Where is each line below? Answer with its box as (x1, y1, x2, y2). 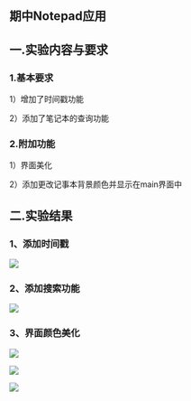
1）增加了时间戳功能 (9, 94, 84, 105)
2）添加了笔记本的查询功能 (9, 113, 110, 124)
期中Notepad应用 (9, 8, 106, 24)
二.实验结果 (9, 208, 74, 223)
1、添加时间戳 (9, 238, 69, 250)
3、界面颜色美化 (9, 327, 81, 340)
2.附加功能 (9, 138, 56, 150)
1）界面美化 (9, 160, 52, 171)
